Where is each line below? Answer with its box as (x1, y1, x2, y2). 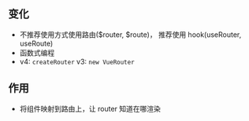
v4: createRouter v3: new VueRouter (19, 57, 136, 66)
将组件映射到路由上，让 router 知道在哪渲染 (19, 104, 162, 113)
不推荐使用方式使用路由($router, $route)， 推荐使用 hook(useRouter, (19, 30, 242, 39)
